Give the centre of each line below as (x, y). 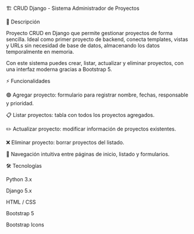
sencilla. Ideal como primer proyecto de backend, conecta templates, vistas (97, 39)
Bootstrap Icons (25, 225)
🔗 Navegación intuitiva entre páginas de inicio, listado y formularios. (88, 154)
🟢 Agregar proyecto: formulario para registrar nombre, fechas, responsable (97, 95)
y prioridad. (20, 103)
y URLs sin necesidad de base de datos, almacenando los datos (83, 45)
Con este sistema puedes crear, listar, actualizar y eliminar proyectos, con (95, 63)
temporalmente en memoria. (40, 52)
